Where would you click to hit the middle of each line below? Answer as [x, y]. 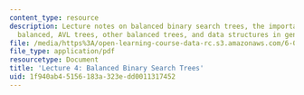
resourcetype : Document [54, 60]
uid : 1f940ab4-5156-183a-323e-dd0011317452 [93, 77]
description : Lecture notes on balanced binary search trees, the [137, 26]
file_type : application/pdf [62, 52]
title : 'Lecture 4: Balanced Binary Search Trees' [107, 69]
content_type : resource [54, 18]
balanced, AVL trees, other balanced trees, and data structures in [149, 34]
